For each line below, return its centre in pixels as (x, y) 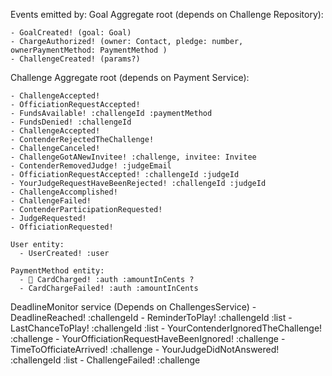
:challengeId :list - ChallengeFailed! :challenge (105, 360)
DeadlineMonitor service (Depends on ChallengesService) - (133, 307)
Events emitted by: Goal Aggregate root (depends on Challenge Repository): (167, 14)
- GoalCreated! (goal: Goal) (71, 33)
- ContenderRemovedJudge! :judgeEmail (91, 166)
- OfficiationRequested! (62, 227)
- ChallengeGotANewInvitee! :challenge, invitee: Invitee (133, 157)
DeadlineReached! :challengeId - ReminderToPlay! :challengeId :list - (151, 317)
